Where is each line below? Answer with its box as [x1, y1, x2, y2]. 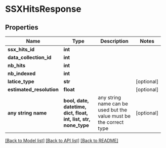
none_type [63, 122, 89, 129]
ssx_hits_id [7, 46, 35, 53]
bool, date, [63, 97, 89, 104]
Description [100, 38, 128, 44]
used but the [98, 107, 127, 113]
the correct [98, 119, 124, 125]
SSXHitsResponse [5, 3, 82, 15]
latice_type [7, 78, 35, 85]
